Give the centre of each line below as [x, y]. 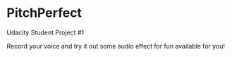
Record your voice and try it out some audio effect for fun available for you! [116, 46]
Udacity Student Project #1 [45, 32]
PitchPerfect [44, 13]
